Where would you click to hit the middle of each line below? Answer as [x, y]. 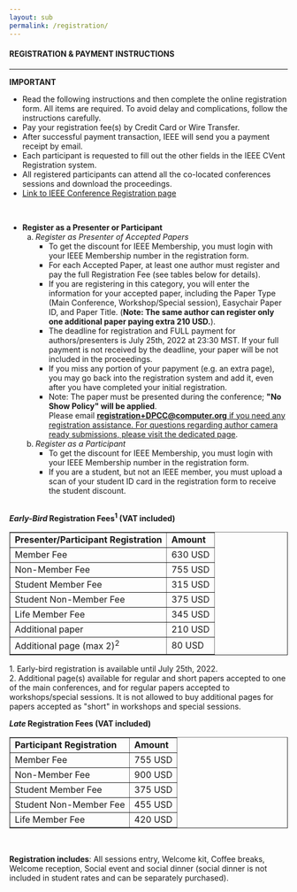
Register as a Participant [80, 443]
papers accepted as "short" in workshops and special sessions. [125, 706]
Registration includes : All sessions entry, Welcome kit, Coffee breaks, [137, 858]
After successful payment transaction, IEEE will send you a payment [146, 136]
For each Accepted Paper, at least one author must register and [164, 265]
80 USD [188, 645]
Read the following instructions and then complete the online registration [154, 99]
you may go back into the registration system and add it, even [161, 378]
